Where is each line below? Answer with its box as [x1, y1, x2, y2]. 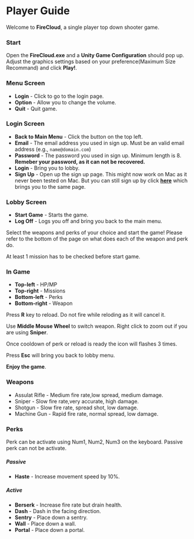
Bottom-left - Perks [14, 294, 63, 301]
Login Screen [6, 120, 45, 128]
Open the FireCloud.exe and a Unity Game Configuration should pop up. [6, 52, 185, 59]
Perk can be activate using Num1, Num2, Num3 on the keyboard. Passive [6, 438, 183, 446]
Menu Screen [6, 79, 45, 87]
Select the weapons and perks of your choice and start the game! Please [6, 229, 183, 236]
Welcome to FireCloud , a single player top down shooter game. [6, 24, 160, 31]
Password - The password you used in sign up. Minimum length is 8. [14, 152, 182, 159]
